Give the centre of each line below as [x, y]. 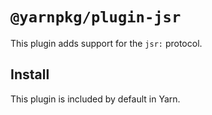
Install [30, 74]
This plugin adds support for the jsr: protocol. [106, 43]
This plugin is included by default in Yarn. [95, 99]
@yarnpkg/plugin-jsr [96, 17]
